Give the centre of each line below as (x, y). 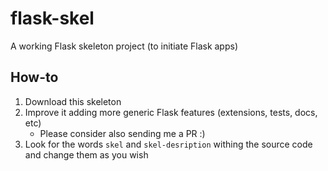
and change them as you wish (86, 154)
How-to (34, 77)
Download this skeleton (73, 101)
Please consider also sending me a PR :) (122, 133)
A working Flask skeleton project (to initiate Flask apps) (124, 46)
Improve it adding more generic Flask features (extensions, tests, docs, (171, 112)
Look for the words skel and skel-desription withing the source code (168, 144)
